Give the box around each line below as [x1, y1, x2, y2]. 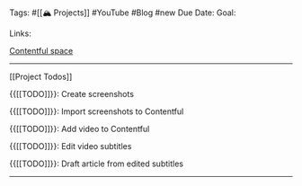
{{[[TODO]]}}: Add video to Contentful [9, 124, 150, 134]
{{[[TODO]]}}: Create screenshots [9, 89, 135, 99]
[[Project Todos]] [9, 71, 73, 82]
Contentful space [9, 46, 74, 56]
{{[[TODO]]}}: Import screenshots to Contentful [9, 106, 184, 117]
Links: [9, 28, 31, 39]
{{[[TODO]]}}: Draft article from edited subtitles [9, 158, 184, 169]
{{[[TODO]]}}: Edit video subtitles [9, 141, 132, 151]
